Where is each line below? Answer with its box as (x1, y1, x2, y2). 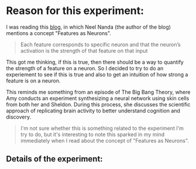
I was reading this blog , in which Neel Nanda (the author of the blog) (6, 23, 171, 30)
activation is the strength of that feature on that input (20, 47, 148, 54)
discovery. (6, 113, 32, 120)
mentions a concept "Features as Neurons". (6, 29, 111, 36)
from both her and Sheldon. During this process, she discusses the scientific (6, 101, 191, 108)
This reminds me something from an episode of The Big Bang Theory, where (6, 88, 191, 95)
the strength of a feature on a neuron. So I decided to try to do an (6, 64, 164, 71)
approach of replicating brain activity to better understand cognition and (6, 107, 180, 114)
